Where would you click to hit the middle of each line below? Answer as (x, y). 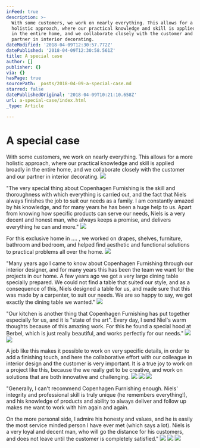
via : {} (16, 73)
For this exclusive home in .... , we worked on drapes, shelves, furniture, (94, 238)
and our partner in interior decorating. (53, 177)
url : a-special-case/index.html (46, 100)
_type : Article (25, 106)
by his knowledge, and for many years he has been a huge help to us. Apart (99, 207)
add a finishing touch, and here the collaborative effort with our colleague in (99, 357)
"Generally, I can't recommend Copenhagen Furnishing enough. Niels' (92, 388)
